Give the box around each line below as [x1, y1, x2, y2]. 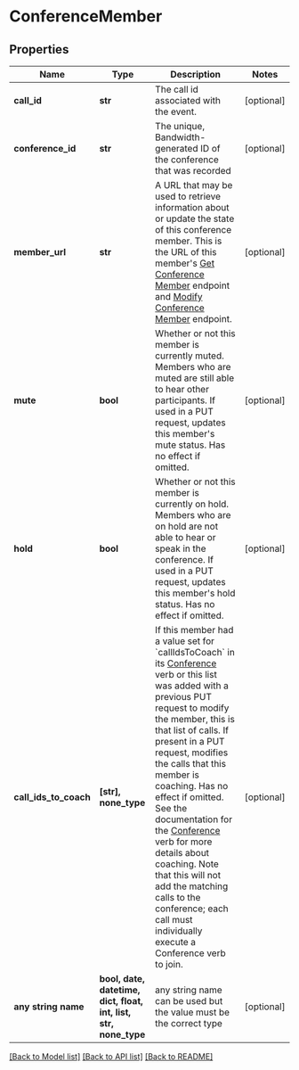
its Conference [155, 657, 217, 670]
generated [155, 143, 198, 154]
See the [155, 802, 188, 814]
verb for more [155, 835, 213, 848]
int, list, [99, 1006, 132, 1018]
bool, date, [99, 973, 145, 984]
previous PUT [155, 691, 212, 703]
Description [170, 69, 221, 80]
